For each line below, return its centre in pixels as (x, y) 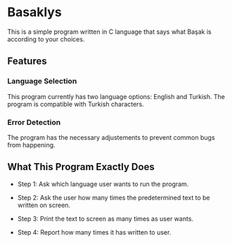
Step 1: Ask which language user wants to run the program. (103, 184)
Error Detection (34, 122)
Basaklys (34, 12)
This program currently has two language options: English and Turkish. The (116, 96)
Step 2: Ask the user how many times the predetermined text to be (114, 197)
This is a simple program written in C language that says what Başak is (110, 32)
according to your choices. (46, 39)
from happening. (31, 145)
